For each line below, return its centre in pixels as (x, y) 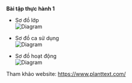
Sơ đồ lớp (27, 20)
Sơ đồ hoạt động (36, 56)
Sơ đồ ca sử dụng (37, 38)
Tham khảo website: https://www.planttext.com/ (66, 74)
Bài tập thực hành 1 (31, 9)
